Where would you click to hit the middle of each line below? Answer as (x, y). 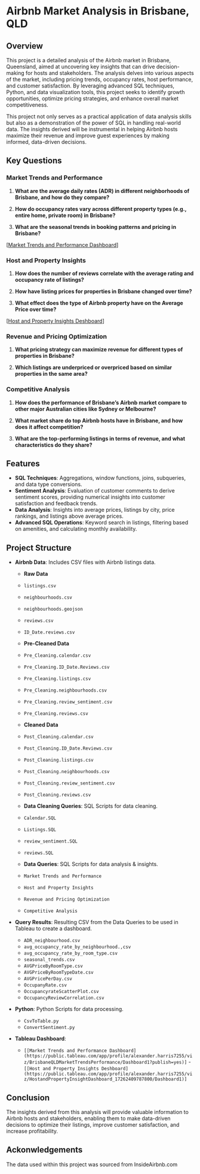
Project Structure (39, 547)
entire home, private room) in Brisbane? (65, 215)
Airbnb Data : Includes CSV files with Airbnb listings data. (85, 562)
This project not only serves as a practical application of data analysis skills (99, 116)
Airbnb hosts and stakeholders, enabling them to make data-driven (89, 1118)
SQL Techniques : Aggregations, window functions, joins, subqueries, (100, 478)
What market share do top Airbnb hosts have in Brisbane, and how (99, 420)
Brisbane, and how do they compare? (62, 197)
